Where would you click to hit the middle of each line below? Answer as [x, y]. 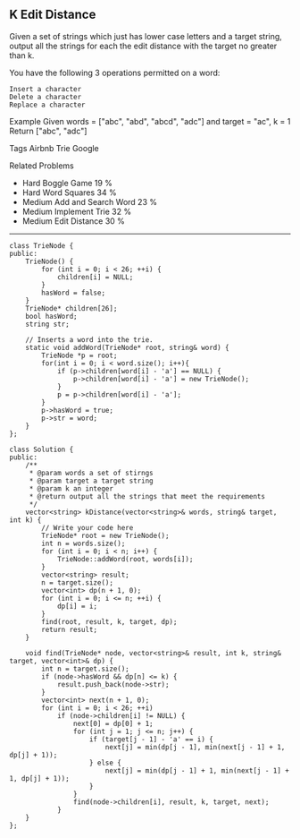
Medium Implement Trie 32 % [77, 211]
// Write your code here [87, 527]
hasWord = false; [73, 293]
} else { [105, 763]
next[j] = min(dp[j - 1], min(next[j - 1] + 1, [195, 747]
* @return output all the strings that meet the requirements [147, 496]
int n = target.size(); [85, 669]
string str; [47, 324]
